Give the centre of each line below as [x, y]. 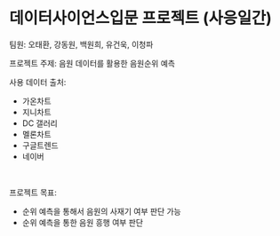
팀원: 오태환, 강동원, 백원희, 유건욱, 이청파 [81, 44]
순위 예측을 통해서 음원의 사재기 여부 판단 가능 [101, 211]
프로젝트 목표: [33, 193]
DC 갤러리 [40, 123]
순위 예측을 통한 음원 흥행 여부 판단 [83, 222]
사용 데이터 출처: [38, 82]
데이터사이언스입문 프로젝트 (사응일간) [141, 18]
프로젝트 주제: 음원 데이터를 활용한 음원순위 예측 [92, 63]
